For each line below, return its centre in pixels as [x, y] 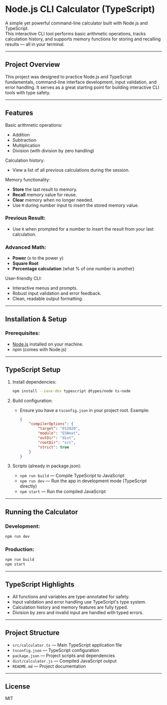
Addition [21, 135]
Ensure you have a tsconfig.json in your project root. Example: [84, 410]
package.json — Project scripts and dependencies [64, 656]
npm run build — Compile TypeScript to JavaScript [72, 476]
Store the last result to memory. [45, 189]
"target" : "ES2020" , [59, 429]
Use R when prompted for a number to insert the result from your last [83, 229]
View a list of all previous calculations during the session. [71, 170]
